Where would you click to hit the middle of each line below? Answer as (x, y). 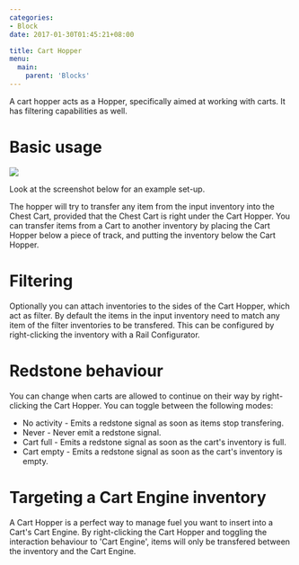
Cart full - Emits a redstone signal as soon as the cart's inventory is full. (154, 442)
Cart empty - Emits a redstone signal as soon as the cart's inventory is (152, 452)
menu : (19, 59)
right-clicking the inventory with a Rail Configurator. (105, 335)
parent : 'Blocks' (58, 76)
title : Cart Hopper (46, 50)
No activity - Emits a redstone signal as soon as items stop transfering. (153, 423)
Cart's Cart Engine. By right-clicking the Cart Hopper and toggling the (138, 532)
